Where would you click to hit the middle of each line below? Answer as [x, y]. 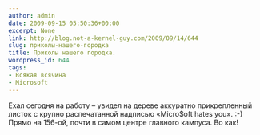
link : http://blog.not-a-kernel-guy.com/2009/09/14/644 [103, 38]
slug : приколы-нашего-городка [59, 46]
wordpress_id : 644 [39, 61]
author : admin [32, 16]
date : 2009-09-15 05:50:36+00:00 [64, 23]
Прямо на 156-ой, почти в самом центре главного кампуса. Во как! [123, 122]
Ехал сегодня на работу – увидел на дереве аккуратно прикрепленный [130, 105]
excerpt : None [32, 30]
